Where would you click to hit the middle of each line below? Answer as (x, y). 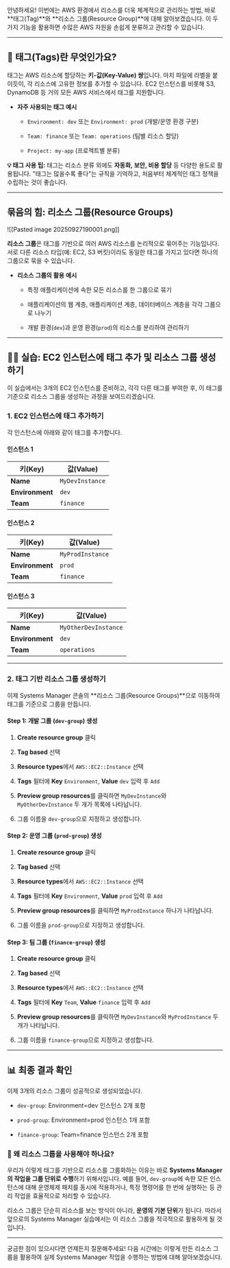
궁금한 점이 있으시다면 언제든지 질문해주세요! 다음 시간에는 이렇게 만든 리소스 (110, 1249)
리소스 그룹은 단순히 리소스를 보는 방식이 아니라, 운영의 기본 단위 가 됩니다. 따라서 (114, 1210)
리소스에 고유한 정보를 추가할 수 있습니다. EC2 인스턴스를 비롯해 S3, (125, 84)
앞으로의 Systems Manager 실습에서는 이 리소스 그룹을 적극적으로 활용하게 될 (111, 1219)
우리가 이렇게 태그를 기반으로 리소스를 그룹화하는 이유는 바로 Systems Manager (115, 1170)
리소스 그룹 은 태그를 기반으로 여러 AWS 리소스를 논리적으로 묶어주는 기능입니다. (113, 243)
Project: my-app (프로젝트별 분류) (74, 150)
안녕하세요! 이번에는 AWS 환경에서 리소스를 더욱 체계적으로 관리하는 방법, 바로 (112, 10)
